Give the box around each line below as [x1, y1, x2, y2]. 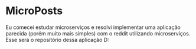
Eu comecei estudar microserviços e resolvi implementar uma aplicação [5, 24, 181, 31]
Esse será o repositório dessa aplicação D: [5, 36, 110, 43]
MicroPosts [5, 4, 63, 18]
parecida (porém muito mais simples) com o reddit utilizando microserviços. [5, 30, 191, 37]
